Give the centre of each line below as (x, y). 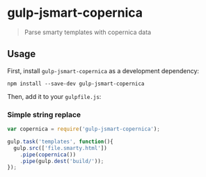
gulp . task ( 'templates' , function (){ (60, 141)
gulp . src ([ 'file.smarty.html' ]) (61, 148)
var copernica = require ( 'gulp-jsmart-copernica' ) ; (84, 129)
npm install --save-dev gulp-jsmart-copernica (76, 84)
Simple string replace (44, 114)
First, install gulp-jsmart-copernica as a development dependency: (103, 70)
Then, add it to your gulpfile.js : (54, 96)
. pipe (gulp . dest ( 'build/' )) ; (62, 161)
